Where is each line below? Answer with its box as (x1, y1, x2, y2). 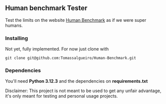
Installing (5, 35, 28, 42)
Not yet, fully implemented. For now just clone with (5, 46, 109, 52)
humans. (5, 22, 23, 28)
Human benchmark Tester (5, 4, 88, 12)
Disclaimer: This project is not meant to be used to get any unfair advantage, (5, 88, 162, 94)
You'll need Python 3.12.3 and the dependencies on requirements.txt (5, 78, 148, 84)
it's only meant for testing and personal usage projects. (5, 93, 118, 99)
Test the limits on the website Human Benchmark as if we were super (5, 17, 147, 23)
